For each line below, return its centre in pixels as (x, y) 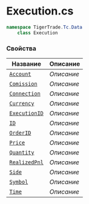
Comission (23, 84)
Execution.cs (40, 11)
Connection (25, 94)
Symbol (19, 182)
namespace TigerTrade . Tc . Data (44, 27)
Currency (22, 103)
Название (26, 63)
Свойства (21, 48)
